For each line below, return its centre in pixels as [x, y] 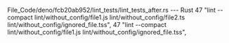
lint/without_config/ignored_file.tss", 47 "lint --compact [87, 25]
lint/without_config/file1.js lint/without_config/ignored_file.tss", [97, 32]
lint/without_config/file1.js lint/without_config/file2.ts [110, 17]
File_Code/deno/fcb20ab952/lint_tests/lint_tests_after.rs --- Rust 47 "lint [112, 10]
